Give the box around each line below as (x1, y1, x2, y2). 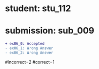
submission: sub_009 (5, 25, 95, 36)
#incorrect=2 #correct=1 (5, 59, 55, 65)
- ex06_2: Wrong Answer (5, 50, 54, 55)
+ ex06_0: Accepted (5, 41, 45, 46)
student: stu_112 (5, 3, 71, 14)
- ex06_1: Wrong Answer (5, 46, 54, 51)
